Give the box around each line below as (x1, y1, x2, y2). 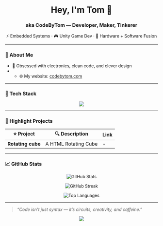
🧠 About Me (5, 52, 33, 58)
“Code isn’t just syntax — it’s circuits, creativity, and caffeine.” (16, 207, 142, 212)
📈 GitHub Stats (5, 161, 42, 168)
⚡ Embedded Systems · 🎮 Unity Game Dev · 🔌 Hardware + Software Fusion (6, 33, 157, 39)
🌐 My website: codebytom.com (19, 73, 82, 79)
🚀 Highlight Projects (5, 118, 53, 124)
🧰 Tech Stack (5, 90, 37, 97)
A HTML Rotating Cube (45, 141, 98, 148)
